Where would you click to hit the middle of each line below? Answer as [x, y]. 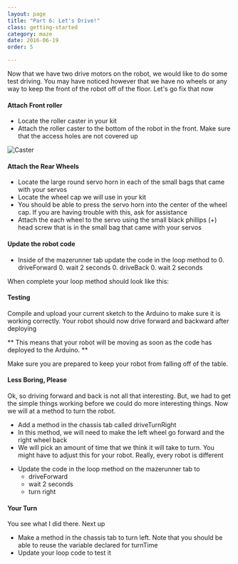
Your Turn [22, 508]
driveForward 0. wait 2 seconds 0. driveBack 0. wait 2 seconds [110, 267]
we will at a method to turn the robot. [62, 411]
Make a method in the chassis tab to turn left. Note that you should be [120, 538]
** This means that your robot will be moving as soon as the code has [110, 342]
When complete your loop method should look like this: [88, 281]
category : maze [30, 34]
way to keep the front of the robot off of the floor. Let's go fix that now [110, 89]
